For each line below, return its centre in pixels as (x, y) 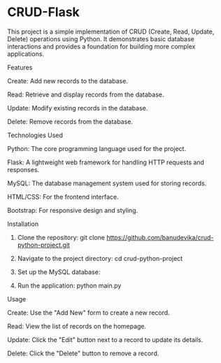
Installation (23, 224)
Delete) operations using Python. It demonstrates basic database (101, 38)
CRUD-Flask (44, 12)
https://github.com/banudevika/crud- (160, 237)
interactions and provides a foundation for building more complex (101, 46)
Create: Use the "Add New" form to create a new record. (88, 313)
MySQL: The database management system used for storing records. (107, 183)
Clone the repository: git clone (61, 237)
